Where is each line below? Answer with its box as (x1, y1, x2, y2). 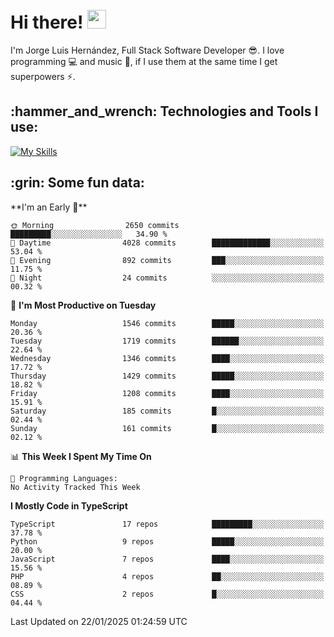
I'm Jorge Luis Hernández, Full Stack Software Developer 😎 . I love (10, 44, 285, 56)
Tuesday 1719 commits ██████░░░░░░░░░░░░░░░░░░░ (10, 336, 325, 346)
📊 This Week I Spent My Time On (10, 450, 152, 462)
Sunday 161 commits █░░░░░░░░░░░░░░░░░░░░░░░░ (10, 423, 325, 433)
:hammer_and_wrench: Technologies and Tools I (10, 103, 319, 120)
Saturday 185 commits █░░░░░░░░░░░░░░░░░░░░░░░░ (10, 406, 325, 416)
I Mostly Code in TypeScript (10, 499, 128, 512)
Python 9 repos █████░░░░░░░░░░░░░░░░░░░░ (10, 536, 325, 547)
